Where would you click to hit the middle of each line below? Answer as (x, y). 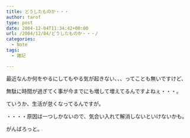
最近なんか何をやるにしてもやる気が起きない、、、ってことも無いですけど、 (96, 78)
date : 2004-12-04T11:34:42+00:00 (47, 28)
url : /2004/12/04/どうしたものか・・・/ (52, 34)
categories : (21, 39)
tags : (13, 50)
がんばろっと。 (24, 129)
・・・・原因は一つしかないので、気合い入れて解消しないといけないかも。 (97, 116)
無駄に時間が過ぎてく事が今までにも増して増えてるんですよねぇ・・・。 (94, 91)
